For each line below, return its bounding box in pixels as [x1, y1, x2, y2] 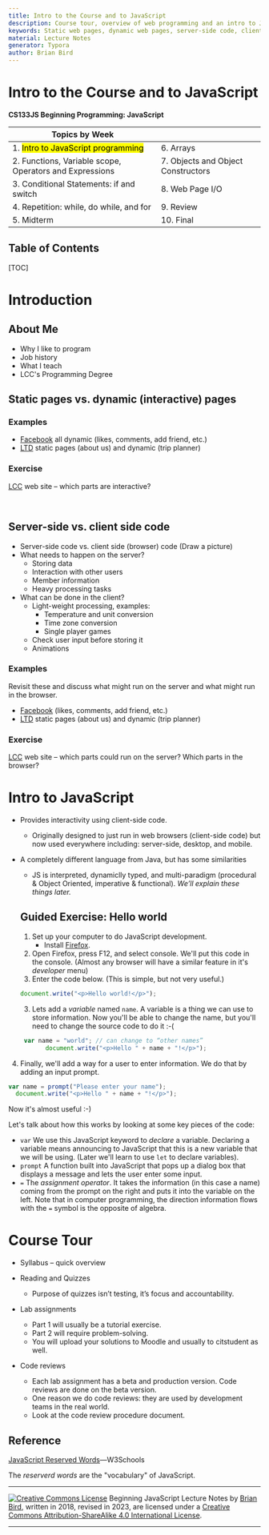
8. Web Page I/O [160, 183, 223, 194]
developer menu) [31, 965, 89, 975]
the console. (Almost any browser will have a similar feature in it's [31, 957, 248, 967]
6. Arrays [160, 142, 196, 153]
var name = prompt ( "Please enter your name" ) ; [8, 1082, 167, 1091]
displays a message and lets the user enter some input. [19, 1169, 203, 1179]
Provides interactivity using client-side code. [19, 816, 167, 825]
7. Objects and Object [160, 155, 243, 166]
